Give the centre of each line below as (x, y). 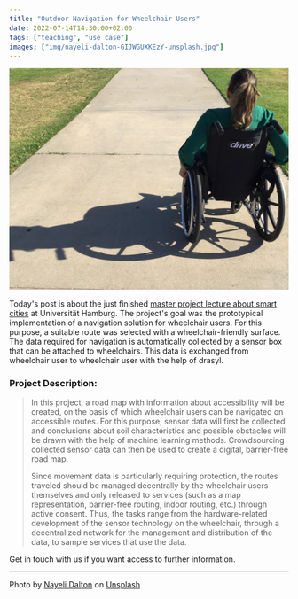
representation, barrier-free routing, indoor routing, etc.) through (149, 504)
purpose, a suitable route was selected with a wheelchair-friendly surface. (145, 331)
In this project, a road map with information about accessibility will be (157, 402)
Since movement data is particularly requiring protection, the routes (154, 476)
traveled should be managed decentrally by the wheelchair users (149, 486)
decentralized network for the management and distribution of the (152, 533)
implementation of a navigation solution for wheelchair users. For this (136, 323)
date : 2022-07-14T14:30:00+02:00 (71, 28)
